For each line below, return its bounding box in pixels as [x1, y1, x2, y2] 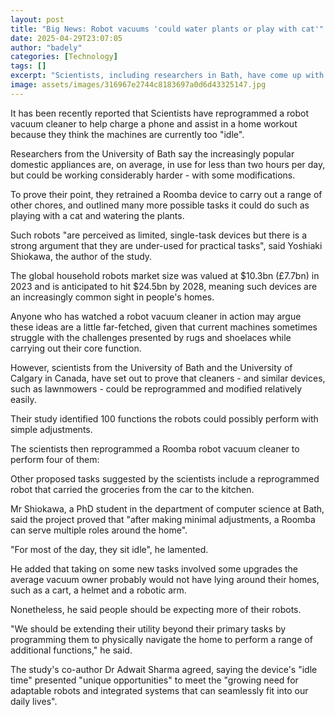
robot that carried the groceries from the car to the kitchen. [10, 483, 255, 495]
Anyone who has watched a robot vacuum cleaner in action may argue [10, 310, 302, 322]
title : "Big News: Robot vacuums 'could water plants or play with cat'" [10, 24, 325, 34]
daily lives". [10, 695, 58, 707]
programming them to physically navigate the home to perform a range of [10, 633, 313, 645]
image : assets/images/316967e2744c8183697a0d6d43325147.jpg [10, 80, 267, 90]
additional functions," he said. [10, 644, 133, 656]
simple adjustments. [10, 423, 93, 435]
